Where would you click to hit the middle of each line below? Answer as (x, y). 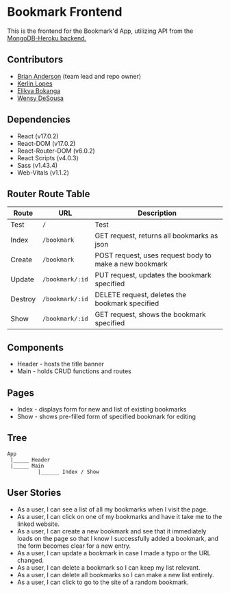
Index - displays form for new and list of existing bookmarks (102, 409)
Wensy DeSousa (40, 98)
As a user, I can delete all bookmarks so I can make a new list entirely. (115, 575)
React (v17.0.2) (38, 136)
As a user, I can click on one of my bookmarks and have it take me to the (119, 516)
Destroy (23, 299)
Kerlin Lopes (35, 84)
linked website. (38, 524)
